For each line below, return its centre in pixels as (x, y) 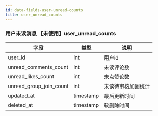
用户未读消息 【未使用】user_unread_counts (61, 34)
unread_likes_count (31, 76)
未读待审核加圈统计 (127, 86)
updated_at (21, 96)
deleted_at (20, 105)
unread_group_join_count (38, 86)
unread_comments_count (38, 67)
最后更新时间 (119, 96)
